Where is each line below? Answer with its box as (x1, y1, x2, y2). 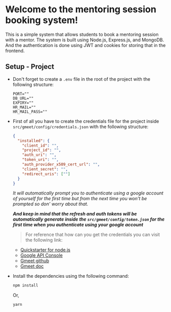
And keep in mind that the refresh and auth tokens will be (12, 211, 137, 217)
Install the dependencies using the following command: (12, 273, 129, 279)
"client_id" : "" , (22, 143, 59, 148)
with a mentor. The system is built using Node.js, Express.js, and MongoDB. (5, 37, 164, 43)
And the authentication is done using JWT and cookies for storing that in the (5, 42, 166, 48)
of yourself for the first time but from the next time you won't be (12, 196, 147, 202)
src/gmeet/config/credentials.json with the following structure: (12, 124, 149, 130)
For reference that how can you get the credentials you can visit (25, 231, 160, 238)
